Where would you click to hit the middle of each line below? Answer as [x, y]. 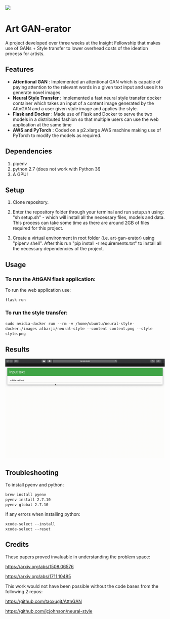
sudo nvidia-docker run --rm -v [39, 324]
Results [17, 349]
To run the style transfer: [37, 313]
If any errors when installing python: [43, 514]
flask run [16, 300]
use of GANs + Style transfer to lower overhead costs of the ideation [77, 48]
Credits [17, 544]
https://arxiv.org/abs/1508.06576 [40, 566]
